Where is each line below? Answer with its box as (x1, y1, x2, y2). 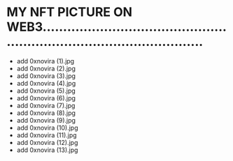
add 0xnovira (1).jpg (16, 56, 75, 65)
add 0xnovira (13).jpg (16, 146, 78, 154)
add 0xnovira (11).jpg (16, 130, 78, 139)
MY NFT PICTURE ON (6, 4, 133, 20)
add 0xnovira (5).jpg (16, 86, 76, 95)
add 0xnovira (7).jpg (16, 101, 76, 109)
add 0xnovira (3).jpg (16, 71, 76, 80)
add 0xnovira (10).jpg (16, 123, 78, 132)
